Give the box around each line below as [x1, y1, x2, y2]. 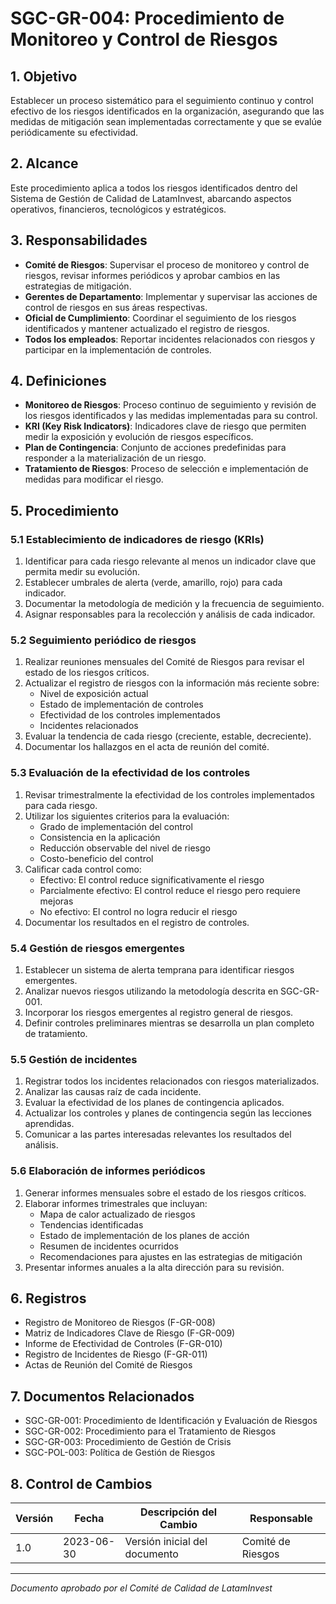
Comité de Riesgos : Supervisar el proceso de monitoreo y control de [24, 258, 310, 271]
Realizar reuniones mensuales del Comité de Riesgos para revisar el [24, 656, 305, 668]
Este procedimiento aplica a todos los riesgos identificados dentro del [10, 182, 298, 194]
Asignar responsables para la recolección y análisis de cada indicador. [24, 608, 316, 621]
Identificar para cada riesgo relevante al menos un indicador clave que [24, 555, 317, 567]
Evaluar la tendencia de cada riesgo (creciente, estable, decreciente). [24, 730, 312, 742]
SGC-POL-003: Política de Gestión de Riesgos [24, 1447, 216, 1459]
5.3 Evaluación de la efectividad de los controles [10, 766, 251, 780]
